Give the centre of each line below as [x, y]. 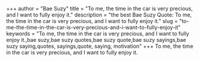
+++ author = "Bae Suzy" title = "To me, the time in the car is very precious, [99, 9]
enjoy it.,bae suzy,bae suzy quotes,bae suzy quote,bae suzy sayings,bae [96, 40]
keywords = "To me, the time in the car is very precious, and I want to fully [98, 34]
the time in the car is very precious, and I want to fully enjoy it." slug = [92, 21]
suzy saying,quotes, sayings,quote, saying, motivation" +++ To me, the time [100, 46]
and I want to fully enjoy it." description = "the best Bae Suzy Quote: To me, [99, 15]
